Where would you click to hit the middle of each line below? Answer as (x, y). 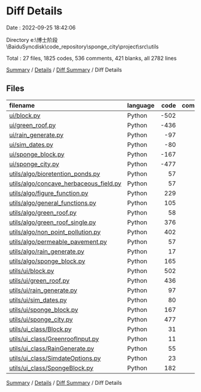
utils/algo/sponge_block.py (47, 261)
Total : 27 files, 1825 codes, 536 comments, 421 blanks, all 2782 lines (92, 58)
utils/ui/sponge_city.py (41, 319)
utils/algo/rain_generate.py (47, 251)
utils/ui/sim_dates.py (38, 300)
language (141, 105)
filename (22, 105)
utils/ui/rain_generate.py (43, 290)
